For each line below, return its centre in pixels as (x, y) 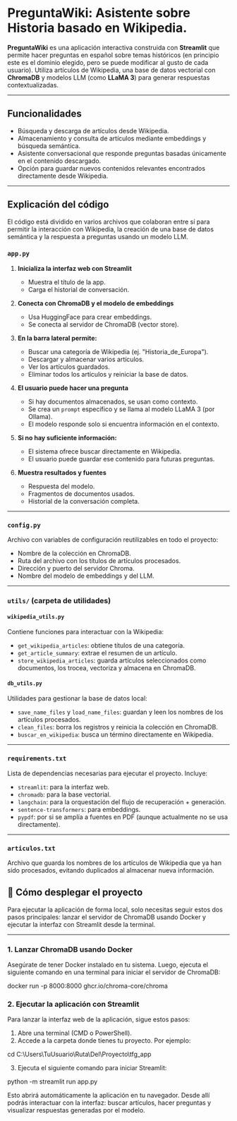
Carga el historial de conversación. (78, 289)
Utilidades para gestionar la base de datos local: (77, 698)
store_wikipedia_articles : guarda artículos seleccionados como (112, 660)
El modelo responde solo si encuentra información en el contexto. (124, 424)
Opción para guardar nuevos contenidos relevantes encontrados (111, 168)
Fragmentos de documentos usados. (81, 493)
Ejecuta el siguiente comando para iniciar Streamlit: (92, 1068)
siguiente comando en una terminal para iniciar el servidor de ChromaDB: (114, 972)
